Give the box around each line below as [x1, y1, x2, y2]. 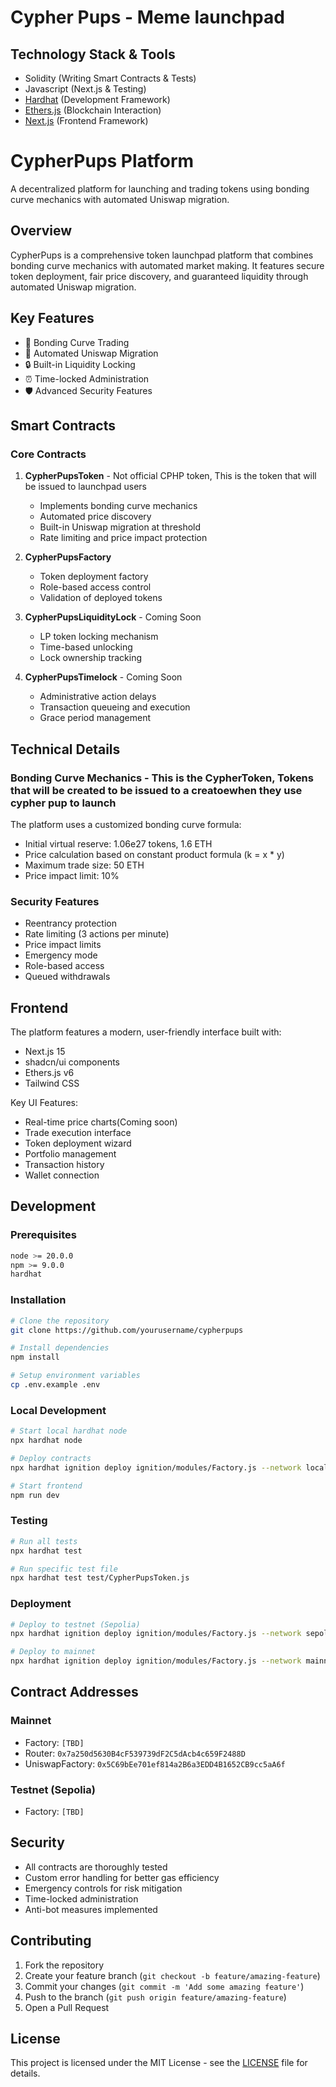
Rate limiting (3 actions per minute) [24, 928, 170, 940]
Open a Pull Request [24, 2001, 110, 2013]
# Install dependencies [10, 1343, 110, 1353]
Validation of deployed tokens [39, 592, 163, 604]
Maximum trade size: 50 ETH [24, 859, 145, 871]
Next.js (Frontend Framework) [24, 115, 149, 126]
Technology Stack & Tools [10, 46, 176, 63]
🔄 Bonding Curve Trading [24, 336, 130, 348]
